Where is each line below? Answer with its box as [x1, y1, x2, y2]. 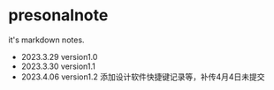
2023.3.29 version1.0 [20, 51, 98, 62]
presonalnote [8, 5, 109, 26]
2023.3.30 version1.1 [20, 61, 96, 71]
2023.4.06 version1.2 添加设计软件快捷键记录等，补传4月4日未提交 [20, 71, 265, 82]
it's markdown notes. [8, 34, 85, 45]
